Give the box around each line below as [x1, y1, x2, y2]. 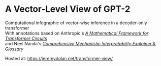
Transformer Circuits [5, 35, 47, 41]
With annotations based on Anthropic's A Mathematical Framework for [5, 30, 149, 36]
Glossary [5, 46, 24, 52]
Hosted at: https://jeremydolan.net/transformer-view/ [5, 55, 113, 61]
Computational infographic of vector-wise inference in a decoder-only [5, 20, 147, 26]
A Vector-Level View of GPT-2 [5, 3, 130, 15]
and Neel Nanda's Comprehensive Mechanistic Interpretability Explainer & [5, 40, 156, 46]
